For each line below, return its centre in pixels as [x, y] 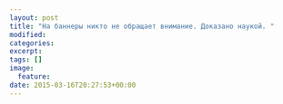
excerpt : [26, 52]
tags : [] [26, 60]
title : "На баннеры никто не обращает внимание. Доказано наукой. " [142, 26]
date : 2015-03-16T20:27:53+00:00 [73, 85]
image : [22, 69]
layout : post [34, 18]
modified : [28, 34]
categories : [32, 43]
